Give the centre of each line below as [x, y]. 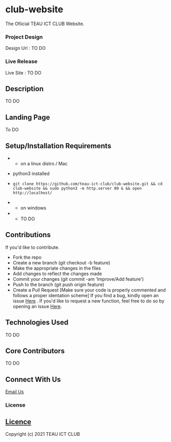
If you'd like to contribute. [33, 247]
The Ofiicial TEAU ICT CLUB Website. [45, 24]
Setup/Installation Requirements [58, 146]
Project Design [24, 37]
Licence [18, 422]
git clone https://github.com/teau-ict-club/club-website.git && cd [88, 184]
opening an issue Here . [37, 306]
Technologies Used [37, 323]
